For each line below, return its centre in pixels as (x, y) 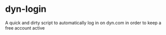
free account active (25, 28)
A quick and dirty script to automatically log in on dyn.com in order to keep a (83, 23)
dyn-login (26, 9)
